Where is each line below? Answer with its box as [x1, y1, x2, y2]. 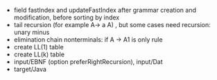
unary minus [13, 28, 50, 36]
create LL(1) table [13, 43, 64, 51]
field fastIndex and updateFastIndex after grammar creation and [13, 6, 196, 14]
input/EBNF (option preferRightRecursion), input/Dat [13, 58, 163, 65]
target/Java [13, 65, 47, 73]
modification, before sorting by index [13, 13, 120, 22]
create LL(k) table [13, 50, 64, 58]
